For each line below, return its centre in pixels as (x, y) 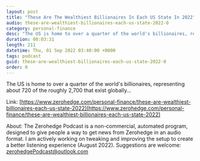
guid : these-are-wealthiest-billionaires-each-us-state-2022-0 (86, 61)
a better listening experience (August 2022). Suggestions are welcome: (94, 145)
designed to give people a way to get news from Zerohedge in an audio (94, 132)
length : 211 (21, 45)
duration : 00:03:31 (30, 39)
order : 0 (17, 67)
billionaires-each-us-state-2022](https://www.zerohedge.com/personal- (95, 109)
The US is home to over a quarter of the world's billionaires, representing (96, 84)
